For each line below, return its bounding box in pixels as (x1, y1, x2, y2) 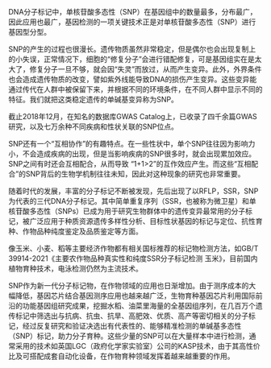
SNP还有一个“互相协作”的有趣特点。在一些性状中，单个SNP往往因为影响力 (8, 139, 256, 148)
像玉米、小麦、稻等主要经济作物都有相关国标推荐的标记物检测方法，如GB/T (8, 244, 259, 253)
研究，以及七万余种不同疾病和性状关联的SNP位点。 (8, 122, 179, 131)
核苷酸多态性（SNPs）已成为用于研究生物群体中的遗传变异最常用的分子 (8, 206, 246, 216)
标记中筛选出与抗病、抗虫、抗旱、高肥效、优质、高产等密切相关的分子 (15, 311, 248, 320)
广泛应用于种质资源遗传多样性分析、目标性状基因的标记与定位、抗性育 (29, 217, 263, 225)
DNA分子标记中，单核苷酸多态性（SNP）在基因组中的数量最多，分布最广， (8, 7, 257, 16)
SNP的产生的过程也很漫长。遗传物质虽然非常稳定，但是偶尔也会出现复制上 (8, 44, 256, 54)
